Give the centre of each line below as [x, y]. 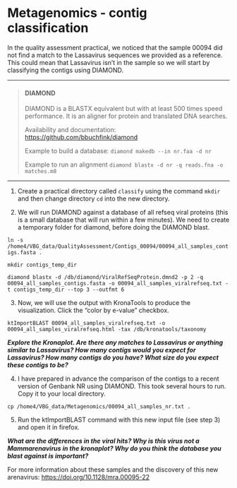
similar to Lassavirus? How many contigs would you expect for [102, 350]
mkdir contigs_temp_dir [42, 265]
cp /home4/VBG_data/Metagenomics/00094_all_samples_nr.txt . [99, 407]
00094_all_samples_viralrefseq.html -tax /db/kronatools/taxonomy [107, 330]
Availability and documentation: [70, 130]
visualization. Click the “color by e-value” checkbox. [93, 310]
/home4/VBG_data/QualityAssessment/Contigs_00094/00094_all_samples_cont [118, 246]
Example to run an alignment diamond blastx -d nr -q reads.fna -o [124, 165]
